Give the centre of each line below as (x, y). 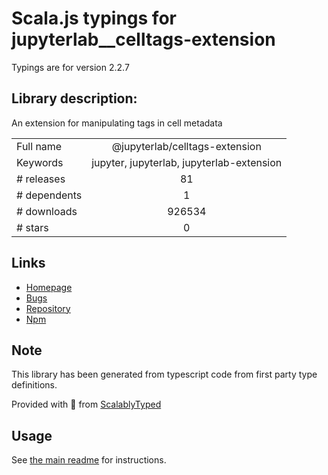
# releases (41, 179)
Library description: (74, 98)
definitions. (34, 385)
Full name (39, 146)
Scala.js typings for (94, 18)
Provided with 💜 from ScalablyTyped (86, 404)
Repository (48, 308)
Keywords (40, 162)
